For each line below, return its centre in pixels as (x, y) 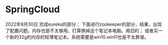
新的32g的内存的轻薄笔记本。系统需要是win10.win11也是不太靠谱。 (79, 37)
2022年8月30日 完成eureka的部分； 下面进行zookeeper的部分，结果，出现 (83, 24)
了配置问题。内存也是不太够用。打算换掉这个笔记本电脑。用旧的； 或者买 (82, 30)
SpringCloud (33, 9)
